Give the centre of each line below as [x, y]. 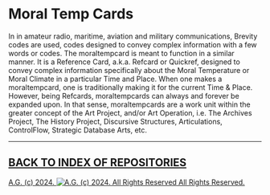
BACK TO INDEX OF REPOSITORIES [98, 162]
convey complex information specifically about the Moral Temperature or [129, 70]
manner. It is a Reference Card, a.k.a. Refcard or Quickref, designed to [125, 62]
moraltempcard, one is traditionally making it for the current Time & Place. [131, 87]
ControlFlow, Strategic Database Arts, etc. [78, 130]
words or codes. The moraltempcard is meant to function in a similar [121, 53]
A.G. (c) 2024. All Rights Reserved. [127, 182]
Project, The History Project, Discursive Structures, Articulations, [115, 121]
